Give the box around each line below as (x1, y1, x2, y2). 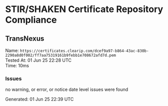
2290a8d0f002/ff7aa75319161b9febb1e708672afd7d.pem (5, 53, 116, 58)
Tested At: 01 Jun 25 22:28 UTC (5, 57, 72, 63)
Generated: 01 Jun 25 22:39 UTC (5, 96, 74, 102)
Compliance (5, 14, 57, 26)
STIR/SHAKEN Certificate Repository (5, 4, 163, 15)
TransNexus (5, 34, 44, 43)
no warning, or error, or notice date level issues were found (5, 86, 129, 92)
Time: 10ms (5, 63, 29, 68)
